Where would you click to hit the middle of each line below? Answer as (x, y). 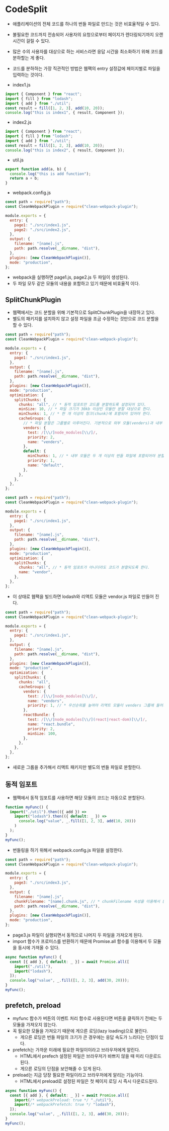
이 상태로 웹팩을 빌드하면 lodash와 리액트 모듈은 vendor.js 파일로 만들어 (83, 596)
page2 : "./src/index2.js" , (43, 230)
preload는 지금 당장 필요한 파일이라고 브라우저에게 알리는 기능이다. (78, 1075)
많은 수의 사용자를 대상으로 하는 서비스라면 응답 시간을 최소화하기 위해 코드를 (88, 51)
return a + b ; (24, 179)
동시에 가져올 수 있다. (39, 947)
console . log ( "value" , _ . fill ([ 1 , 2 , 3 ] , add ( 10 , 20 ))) (77, 821)
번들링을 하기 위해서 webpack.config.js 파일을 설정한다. (68, 850)
